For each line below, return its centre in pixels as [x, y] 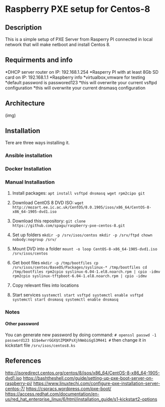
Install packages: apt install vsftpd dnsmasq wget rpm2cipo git [79, 193]
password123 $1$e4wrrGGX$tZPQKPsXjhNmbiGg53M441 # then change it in [76, 340]
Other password [22, 324]
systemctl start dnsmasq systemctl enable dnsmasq [65, 300]
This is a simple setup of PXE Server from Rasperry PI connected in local [79, 39]
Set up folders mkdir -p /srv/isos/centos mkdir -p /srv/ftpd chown [82, 235]
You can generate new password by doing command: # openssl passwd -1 [81, 335]
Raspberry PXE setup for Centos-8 [78, 9]
